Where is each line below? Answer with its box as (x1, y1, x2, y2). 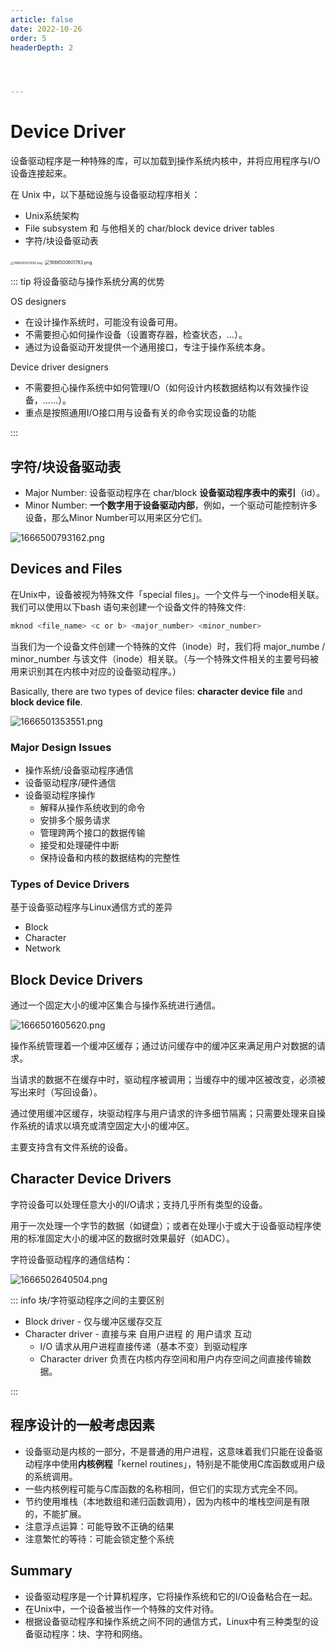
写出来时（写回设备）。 (10, 1086, 103, 1098)
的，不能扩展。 (24, 1507, 87, 1520)
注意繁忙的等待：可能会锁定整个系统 (24, 1532, 175, 1545)
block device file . (10, 696, 83, 708)
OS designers (10, 296, 67, 308)
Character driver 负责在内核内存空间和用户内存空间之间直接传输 (39, 1352, 303, 1365)
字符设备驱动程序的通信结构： (10, 1253, 133, 1265)
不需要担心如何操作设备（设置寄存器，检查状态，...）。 (24, 329, 248, 341)
